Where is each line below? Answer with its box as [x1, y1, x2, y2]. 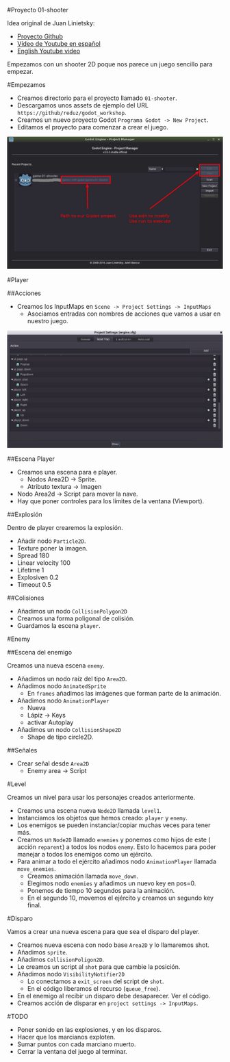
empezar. [7, 68, 34, 75]
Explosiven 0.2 [16, 573, 60, 581]
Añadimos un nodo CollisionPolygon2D [16, 607, 128, 616]
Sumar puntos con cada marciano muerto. [16, 1040, 136, 1048]
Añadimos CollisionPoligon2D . [16, 955, 105, 964]
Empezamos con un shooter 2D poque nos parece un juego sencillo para [7, 60, 213, 68]
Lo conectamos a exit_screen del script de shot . [27, 977, 164, 985]
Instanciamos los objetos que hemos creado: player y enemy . [16, 814, 188, 822]
